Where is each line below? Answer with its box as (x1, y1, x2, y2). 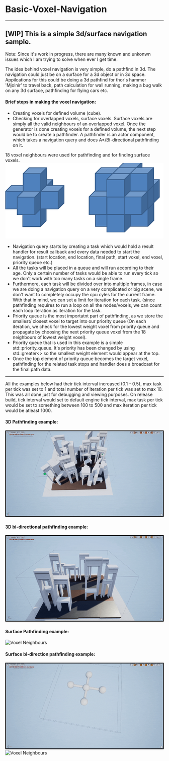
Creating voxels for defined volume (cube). (12, 110, 102, 116)
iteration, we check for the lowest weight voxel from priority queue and (12, 323, 159, 329)
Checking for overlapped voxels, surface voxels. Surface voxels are (12, 115, 152, 121)
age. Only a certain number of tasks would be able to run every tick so (12, 270, 158, 276)
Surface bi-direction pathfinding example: (5, 651, 96, 657)
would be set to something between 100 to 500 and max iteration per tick (5, 402, 157, 408)
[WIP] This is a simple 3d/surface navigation (5, 30, 147, 38)
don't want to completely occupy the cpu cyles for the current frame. (12, 291, 156, 297)
